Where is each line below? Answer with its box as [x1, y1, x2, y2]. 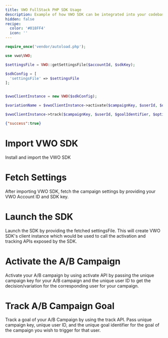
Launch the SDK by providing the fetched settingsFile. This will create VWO [5, 228, 161, 234]
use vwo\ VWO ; [5, 53, 32, 58]
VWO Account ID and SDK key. [5, 193, 69, 200]
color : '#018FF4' [9, 26, 46, 31]
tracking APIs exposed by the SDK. [5, 238, 77, 244]
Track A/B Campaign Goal [5, 300, 115, 312]
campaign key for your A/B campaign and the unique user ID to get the [5, 278, 151, 284]
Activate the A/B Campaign [5, 256, 121, 267]
